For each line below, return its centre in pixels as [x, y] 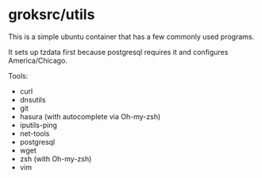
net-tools [35, 133]
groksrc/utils [52, 15]
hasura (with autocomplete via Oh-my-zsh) [90, 116]
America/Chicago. [38, 60]
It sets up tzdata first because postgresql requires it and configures [118, 52]
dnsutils [33, 99]
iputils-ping [39, 125]
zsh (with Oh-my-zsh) [56, 159]
